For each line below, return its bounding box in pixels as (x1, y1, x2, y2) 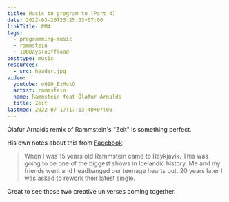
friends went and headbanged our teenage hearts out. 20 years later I (23, 166, 223, 174)
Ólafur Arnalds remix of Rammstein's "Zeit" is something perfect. (7, 125, 192, 133)
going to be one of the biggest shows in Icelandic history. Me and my (23, 159, 221, 168)
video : (7, 74, 26, 81)
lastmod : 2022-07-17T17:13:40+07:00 (7, 106, 112, 113)
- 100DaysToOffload (13, 49, 70, 56)
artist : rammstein (13, 87, 67, 94)
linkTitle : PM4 (7, 23, 51, 30)
